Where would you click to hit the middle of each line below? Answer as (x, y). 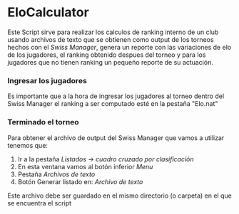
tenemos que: (28, 145)
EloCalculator (48, 12)
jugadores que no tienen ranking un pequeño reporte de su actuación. (111, 62)
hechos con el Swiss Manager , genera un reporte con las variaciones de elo (119, 47)
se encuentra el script (40, 203)
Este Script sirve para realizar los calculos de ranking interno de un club (113, 32)
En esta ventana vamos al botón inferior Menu (85, 166)
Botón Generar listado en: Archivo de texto (80, 181)
